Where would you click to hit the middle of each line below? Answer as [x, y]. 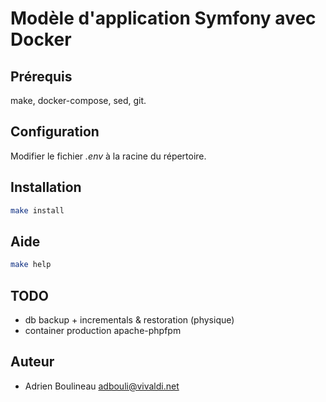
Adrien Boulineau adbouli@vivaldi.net [102, 386]
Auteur [32, 362]
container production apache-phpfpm [103, 330]
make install [37, 210]
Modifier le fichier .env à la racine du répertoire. [108, 156]
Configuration [55, 132]
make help [31, 265]
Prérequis [41, 76]
